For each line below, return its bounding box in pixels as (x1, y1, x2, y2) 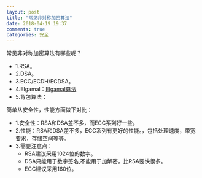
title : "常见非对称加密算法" (6, 15, 72, 21)
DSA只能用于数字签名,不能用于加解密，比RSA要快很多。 (24, 158, 167, 165)
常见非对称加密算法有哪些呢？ (6, 50, 82, 57)
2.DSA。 (15, 70, 37, 77)
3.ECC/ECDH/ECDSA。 (15, 78, 74, 85)
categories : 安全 (6, 32, 49, 38)
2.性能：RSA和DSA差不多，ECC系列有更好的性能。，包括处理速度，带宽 (15, 127, 196, 134)
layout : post (6, 9, 40, 15)
